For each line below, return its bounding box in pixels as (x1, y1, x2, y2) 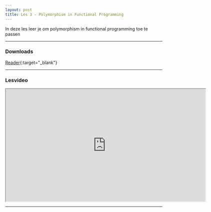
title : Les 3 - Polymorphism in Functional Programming (5, 12, 124, 17)
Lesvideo (5, 76, 28, 83)
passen (5, 31, 20, 37)
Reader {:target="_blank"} (5, 59, 57, 65)
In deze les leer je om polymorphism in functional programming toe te (5, 25, 148, 31)
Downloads (5, 48, 33, 55)
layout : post (5, 7, 32, 12)
